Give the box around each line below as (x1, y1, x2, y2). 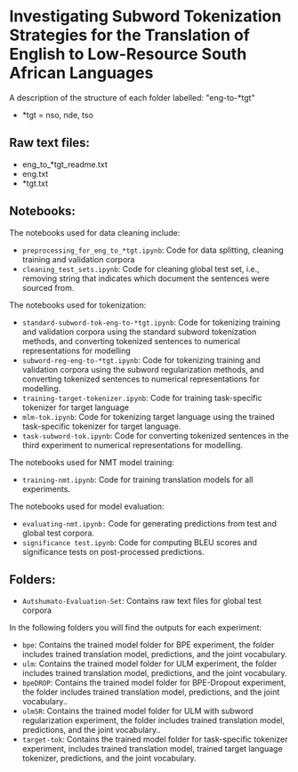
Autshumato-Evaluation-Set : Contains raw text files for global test (21, 596, 262, 607)
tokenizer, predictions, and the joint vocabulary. (21, 753, 197, 764)
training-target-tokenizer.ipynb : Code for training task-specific (21, 392, 262, 403)
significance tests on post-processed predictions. (21, 546, 205, 557)
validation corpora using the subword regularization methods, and (21, 364, 264, 374)
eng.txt (21, 168, 49, 179)
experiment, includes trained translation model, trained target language (21, 744, 283, 754)
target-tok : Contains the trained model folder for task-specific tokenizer (21, 734, 288, 744)
